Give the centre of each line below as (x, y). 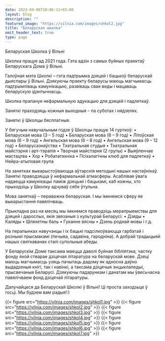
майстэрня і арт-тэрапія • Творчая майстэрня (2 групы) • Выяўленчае (79, 151)
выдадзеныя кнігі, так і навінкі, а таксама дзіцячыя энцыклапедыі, (75, 267)
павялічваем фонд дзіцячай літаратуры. (47, 277)
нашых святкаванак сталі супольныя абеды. (52, 241)
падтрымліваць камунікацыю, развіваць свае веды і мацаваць (71, 86)
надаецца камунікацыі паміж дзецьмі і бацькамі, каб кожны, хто (73, 181)
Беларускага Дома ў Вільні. (34, 66)
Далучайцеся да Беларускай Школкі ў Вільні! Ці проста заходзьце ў (76, 287)
